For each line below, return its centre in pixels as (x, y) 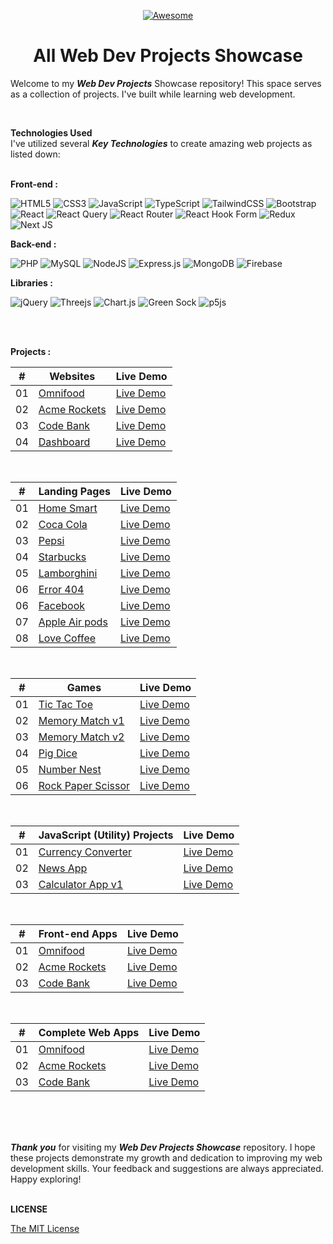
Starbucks (62, 557)
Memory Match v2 (81, 737)
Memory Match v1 (81, 720)
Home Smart (68, 508)
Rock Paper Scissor (84, 785)
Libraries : (31, 282)
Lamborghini (68, 573)
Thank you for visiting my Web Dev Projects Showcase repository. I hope (163, 1147)
